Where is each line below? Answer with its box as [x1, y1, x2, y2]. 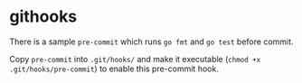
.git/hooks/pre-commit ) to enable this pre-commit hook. [9, 63, 219, 74]
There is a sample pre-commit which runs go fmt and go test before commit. [9, 36, 294, 47]
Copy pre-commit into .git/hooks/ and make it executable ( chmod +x [9, 53, 261, 64]
